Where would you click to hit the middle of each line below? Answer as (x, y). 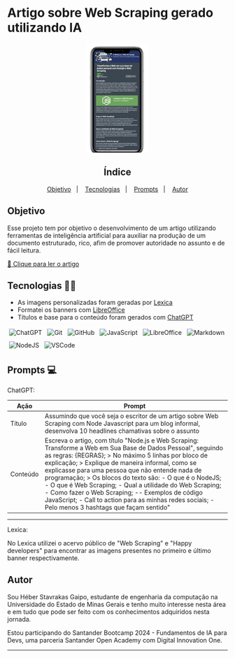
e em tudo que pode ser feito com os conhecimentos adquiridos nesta (108, 611)
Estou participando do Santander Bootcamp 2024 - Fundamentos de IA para (117, 632)
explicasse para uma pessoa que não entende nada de (123, 471)
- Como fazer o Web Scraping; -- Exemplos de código (123, 493)
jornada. (19, 619)
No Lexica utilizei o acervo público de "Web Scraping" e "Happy (100, 543)
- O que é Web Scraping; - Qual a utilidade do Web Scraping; (133, 485)
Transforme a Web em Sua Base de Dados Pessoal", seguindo (134, 448)
